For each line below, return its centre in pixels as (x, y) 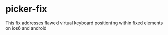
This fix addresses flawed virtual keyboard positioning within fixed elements (84, 23)
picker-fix (26, 9)
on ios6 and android (26, 28)
